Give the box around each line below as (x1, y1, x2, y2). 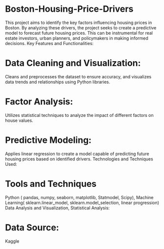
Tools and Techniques (5, 178, 97, 189)
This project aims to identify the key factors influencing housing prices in (5, 20, 152, 25)
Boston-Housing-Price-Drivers (5, 3, 134, 15)
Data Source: (5, 222, 59, 233)
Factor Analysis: (5, 96, 73, 107)
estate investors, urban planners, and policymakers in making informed (5, 35, 148, 41)
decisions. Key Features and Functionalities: (5, 40, 94, 46)
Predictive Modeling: (5, 135, 92, 145)
